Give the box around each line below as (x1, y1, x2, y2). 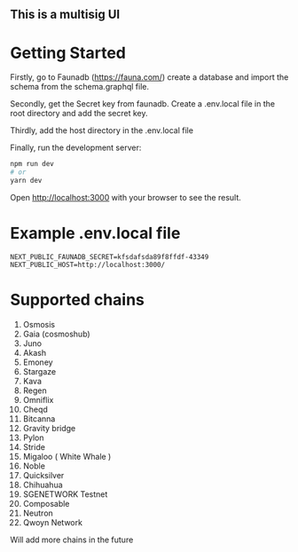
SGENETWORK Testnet (22, 488, 108, 500)
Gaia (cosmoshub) (22, 328, 91, 339)
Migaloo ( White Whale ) (22, 451, 112, 461)
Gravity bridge (22, 422, 76, 433)
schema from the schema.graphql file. (10, 82, 150, 92)
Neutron (22, 508, 54, 518)
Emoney (22, 357, 53, 367)
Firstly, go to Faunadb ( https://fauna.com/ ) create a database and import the (10, 72, 289, 83)
